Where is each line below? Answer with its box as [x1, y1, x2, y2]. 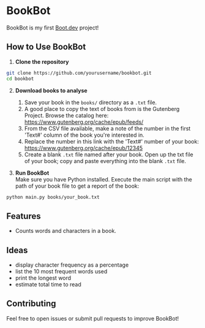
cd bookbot [6, 75, 34, 82]
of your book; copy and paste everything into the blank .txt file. [24, 157, 187, 164]
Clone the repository [15, 58, 69, 65]
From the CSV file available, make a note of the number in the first [24, 124, 191, 132]
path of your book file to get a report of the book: [15, 182, 140, 189]
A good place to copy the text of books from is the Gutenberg [24, 105, 180, 112]
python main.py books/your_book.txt [6, 194, 100, 200]
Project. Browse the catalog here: [24, 112, 109, 119]
